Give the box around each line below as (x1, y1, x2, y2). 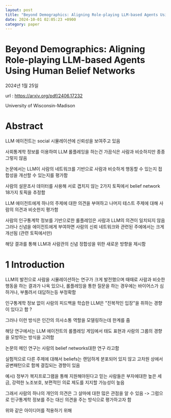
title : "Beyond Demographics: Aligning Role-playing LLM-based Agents (5, 12, 158, 17)
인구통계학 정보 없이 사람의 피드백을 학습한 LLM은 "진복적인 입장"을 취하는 (5, 300, 153, 306)
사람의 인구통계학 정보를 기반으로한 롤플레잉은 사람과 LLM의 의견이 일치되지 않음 (5, 217, 165, 224)
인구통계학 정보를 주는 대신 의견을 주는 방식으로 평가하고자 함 (10, 397, 132, 403)
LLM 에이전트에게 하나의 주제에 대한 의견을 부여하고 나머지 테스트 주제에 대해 (5, 200, 159, 206)
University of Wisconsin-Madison (5, 103, 75, 109)
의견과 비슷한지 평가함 (14, 206, 59, 213)
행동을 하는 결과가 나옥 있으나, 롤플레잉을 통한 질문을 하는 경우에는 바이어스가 (5, 283, 159, 289)
